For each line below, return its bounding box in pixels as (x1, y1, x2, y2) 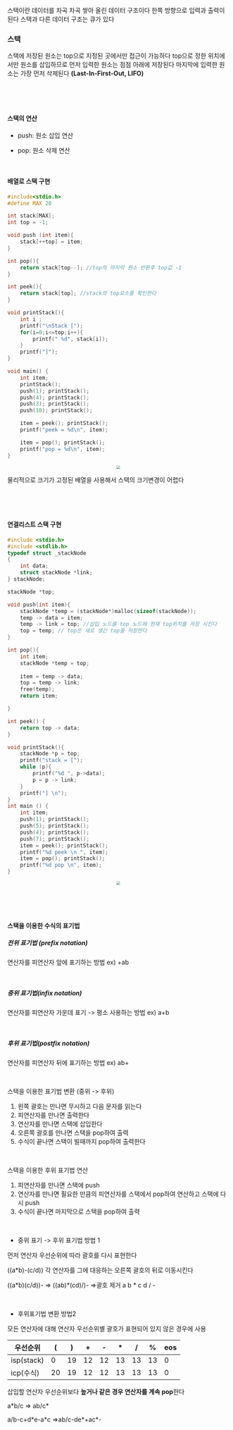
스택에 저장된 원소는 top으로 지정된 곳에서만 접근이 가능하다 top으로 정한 (7, 51, 206, 60)
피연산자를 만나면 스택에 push (17, 1181, 100, 1189)
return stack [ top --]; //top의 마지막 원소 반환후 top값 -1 (20, 264, 182, 271)
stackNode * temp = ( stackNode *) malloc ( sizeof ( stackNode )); (20, 608, 197, 615)
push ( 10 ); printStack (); (20, 407, 93, 414)
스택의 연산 (7, 113, 37, 122)
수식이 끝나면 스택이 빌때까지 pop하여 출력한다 (17, 1137, 146, 1145)
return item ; (20, 693, 58, 700)
